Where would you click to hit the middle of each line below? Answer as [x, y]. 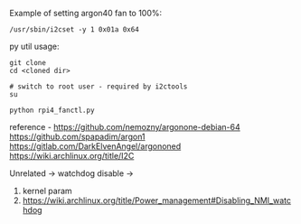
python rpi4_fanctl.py [52, 110]
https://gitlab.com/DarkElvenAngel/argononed [95, 146]
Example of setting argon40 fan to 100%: [86, 13]
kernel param [47, 191]
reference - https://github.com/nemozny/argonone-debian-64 [125, 127]
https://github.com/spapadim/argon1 [78, 136]
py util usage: [34, 46]
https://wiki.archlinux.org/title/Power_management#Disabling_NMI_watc [157, 201]
